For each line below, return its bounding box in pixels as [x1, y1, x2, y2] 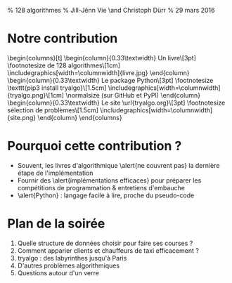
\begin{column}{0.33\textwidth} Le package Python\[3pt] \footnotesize [7, 76, 214, 84]
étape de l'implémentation [17, 169, 94, 177]
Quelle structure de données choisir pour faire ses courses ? [17, 239, 193, 247]
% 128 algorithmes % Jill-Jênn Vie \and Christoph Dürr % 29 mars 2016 [7, 6, 215, 14]
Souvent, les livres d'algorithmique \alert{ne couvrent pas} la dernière [17, 161, 220, 169]
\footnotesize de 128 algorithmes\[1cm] [7, 61, 121, 70]
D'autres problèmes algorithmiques [17, 261, 120, 270]
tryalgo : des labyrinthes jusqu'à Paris [17, 254, 127, 262]
